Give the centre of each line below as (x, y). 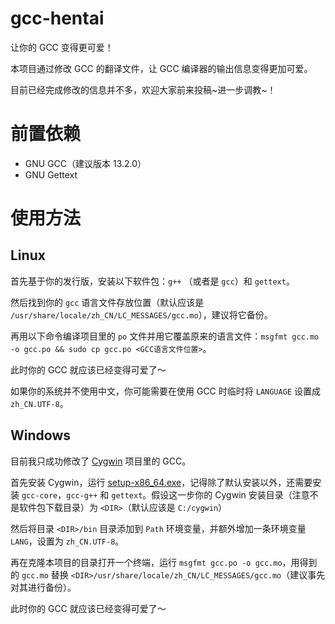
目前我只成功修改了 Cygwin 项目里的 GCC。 (101, 461)
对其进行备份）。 (43, 587)
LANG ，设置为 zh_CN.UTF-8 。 (67, 541)
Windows (40, 435)
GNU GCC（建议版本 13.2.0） (85, 163)
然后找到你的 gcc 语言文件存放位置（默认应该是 (107, 302)
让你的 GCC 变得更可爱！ (62, 47)
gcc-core (39, 495)
